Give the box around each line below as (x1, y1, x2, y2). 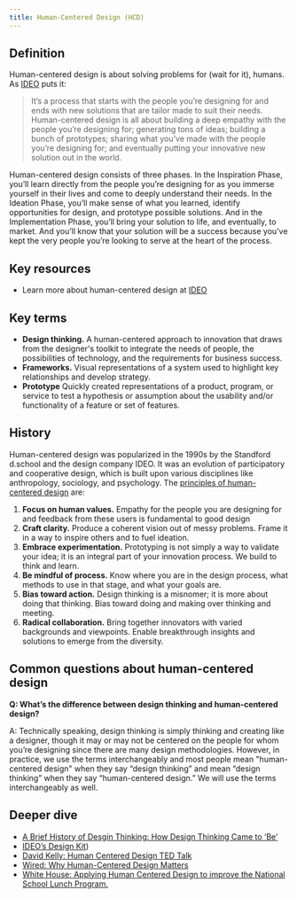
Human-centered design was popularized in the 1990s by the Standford (9, 449, 271, 459)
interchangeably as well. (9, 782, 98, 793)
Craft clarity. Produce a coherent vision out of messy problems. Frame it (21, 522, 288, 533)
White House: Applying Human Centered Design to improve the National (21, 869, 285, 879)
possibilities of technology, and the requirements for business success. (21, 353, 283, 363)
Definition (9, 46, 65, 61)
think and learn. (21, 560, 80, 571)
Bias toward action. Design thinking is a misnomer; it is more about (21, 589, 269, 599)
